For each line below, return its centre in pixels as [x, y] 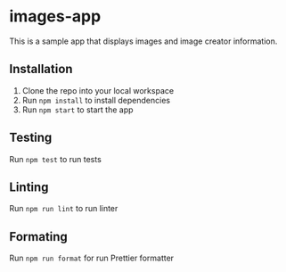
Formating [39, 237]
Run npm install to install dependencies [96, 100]
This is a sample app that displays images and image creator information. [143, 41]
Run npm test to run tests [56, 159]
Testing [31, 138]
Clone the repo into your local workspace [98, 90]
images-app [55, 16]
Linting [29, 187]
